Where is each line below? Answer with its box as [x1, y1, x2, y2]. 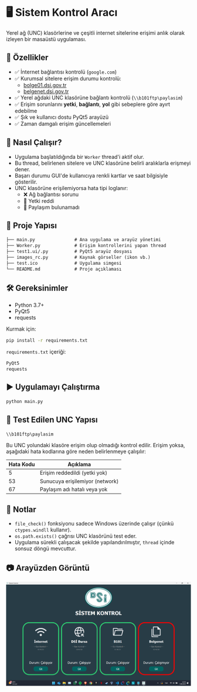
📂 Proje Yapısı [6, 220, 57, 231]
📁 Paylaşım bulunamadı [23, 204, 80, 211]
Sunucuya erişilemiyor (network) [40, 477, 119, 484]
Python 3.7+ [14, 302, 45, 309]
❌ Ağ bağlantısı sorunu [23, 191, 79, 198]
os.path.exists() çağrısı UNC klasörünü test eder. [14, 533, 137, 540]
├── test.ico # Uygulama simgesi [6, 261, 122, 267]
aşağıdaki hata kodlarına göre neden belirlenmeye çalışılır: [6, 448, 147, 455]
